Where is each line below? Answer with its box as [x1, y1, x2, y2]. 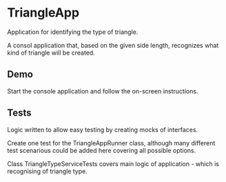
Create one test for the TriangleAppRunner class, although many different [7, 138, 216, 147]
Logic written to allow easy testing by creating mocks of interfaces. [7, 125, 198, 134]
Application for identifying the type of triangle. [7, 28, 138, 36]
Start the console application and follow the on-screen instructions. [7, 87, 198, 95]
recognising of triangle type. [7, 167, 88, 175]
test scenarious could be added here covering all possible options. [7, 146, 196, 154]
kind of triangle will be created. [7, 48, 95, 57]
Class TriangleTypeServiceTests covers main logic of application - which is [7, 159, 219, 167]
